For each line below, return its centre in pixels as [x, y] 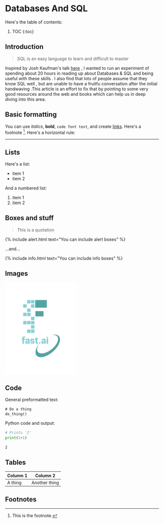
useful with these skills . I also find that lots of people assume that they [76, 78]
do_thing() [16, 414]
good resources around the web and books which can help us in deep [75, 94]
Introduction [24, 47]
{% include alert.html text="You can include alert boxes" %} [65, 239]
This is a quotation [36, 230]
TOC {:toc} [23, 31]
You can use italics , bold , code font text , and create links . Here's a [73, 126]
